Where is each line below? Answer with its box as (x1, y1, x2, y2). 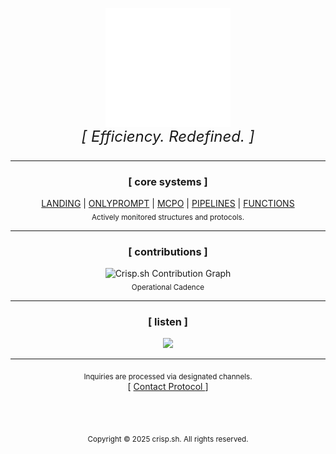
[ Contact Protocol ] (127, 380, 209, 392)
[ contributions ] (128, 244, 208, 258)
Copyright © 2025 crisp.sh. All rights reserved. (87, 434, 249, 444)
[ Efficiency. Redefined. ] (81, 126, 255, 146)
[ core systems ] (128, 174, 208, 188)
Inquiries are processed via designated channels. (83, 371, 253, 382)
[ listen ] (148, 314, 188, 328)
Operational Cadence (131, 282, 205, 292)
